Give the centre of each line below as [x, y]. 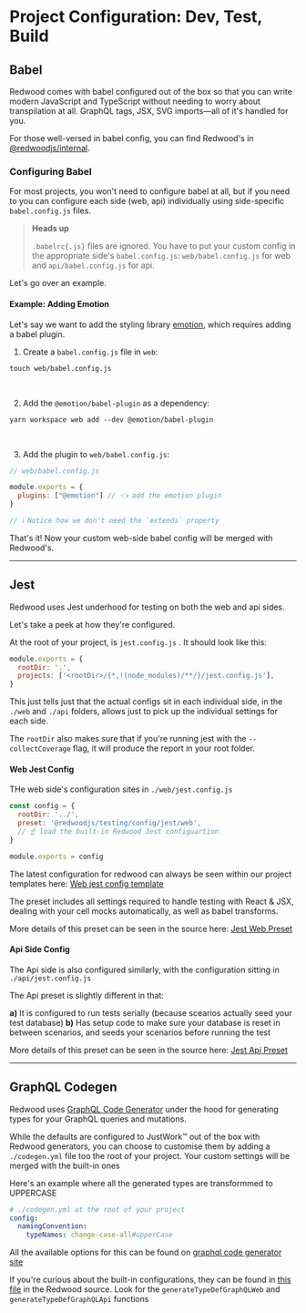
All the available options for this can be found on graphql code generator [146, 1252]
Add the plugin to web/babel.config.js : [96, 454]
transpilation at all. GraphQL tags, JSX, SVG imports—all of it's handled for [149, 111]
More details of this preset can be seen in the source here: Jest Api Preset [149, 1050]
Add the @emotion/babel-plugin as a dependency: [116, 403]
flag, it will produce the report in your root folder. [164, 748]
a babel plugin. [37, 333]
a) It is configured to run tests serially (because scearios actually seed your [151, 1012]
